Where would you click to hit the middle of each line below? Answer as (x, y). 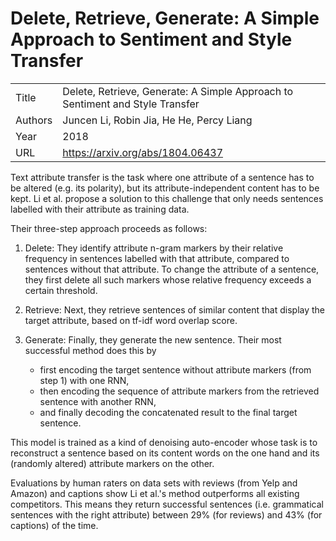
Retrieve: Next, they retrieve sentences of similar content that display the (175, 309)
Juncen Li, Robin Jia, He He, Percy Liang (157, 120)
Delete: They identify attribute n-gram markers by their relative (154, 248)
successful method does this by (90, 350)
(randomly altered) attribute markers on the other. (112, 463)
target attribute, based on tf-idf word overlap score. (131, 320)
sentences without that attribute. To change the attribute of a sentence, (172, 269)
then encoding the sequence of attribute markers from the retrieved (179, 391)
